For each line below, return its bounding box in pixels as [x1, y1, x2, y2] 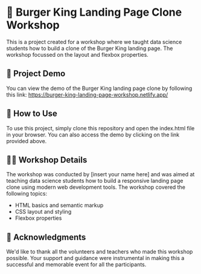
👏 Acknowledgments [6, 232, 86, 242]
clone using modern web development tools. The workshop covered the [6, 183, 186, 191]
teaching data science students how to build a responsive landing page [6, 177, 183, 185]
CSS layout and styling [14, 208, 72, 215]
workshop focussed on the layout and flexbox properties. [6, 51, 149, 58]
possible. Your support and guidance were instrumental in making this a [6, 255, 185, 262]
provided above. [6, 137, 47, 144]
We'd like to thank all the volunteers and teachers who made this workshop [6, 248, 193, 255]
